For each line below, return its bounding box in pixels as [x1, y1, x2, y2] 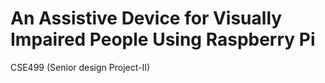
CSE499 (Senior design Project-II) [10, 61, 151, 73]
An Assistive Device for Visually [10, 7, 283, 30]
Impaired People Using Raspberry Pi [10, 28, 316, 51]
